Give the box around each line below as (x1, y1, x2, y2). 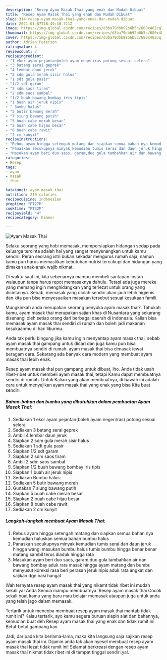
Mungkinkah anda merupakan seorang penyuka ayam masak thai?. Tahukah (5, 305, 161, 311)
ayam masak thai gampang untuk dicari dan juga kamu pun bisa (5, 340, 136, 346)
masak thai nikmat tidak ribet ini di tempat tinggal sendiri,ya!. (5, 649, 129, 655)
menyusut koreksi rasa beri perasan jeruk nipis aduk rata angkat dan (12, 567, 153, 573)
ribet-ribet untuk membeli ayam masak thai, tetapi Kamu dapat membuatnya (5, 371, 161, 377)
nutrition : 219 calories (5, 192, 57, 197)
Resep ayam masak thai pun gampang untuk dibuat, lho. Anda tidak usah (5, 366, 155, 372)
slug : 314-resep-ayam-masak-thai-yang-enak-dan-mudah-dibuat (5, 16, 135, 21)
